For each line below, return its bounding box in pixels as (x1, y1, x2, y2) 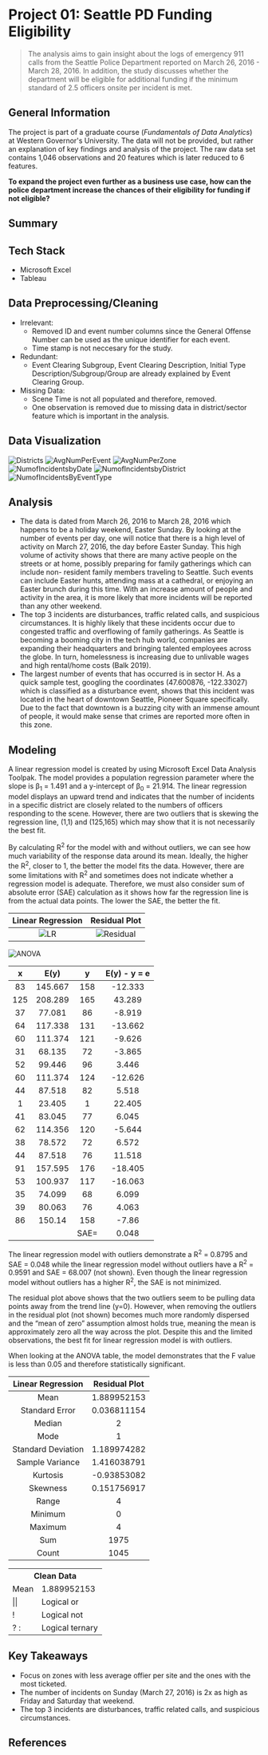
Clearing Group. (31, 377, 85, 386)
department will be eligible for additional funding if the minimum (27, 74, 238, 84)
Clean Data (33, 1570, 77, 1581)
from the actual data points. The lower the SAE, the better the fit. (8, 895, 221, 905)
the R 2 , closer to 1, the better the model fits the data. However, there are (8, 860, 245, 871)
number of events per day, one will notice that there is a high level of (19, 533, 246, 543)
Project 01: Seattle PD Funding (8, 6, 213, 24)
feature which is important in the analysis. (31, 411, 170, 421)
